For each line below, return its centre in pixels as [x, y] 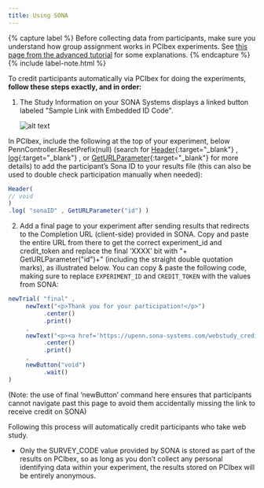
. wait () [55, 372]
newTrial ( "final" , [42, 299]
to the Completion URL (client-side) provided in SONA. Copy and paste [134, 234]
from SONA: [39, 285]
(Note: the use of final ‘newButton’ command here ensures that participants [130, 394]
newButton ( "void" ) [56, 365]
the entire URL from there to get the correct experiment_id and [121, 243]
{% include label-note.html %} [57, 63]
